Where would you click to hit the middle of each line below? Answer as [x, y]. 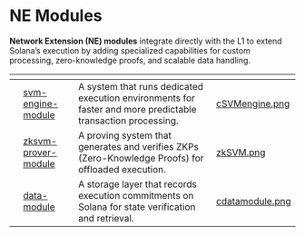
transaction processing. [128, 121]
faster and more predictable [138, 109]
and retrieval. [106, 218]
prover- [40, 152]
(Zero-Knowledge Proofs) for [141, 158]
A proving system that [125, 135]
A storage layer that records [138, 184]
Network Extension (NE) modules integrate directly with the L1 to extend [146, 41]
